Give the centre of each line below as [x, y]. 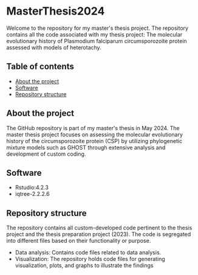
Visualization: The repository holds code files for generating [90, 259]
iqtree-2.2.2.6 [32, 194]
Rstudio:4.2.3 [32, 187]
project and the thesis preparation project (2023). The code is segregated [99, 234]
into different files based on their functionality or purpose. [79, 241]
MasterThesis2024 [56, 11]
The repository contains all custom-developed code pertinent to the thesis [99, 228]
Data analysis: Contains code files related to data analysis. [88, 252]
